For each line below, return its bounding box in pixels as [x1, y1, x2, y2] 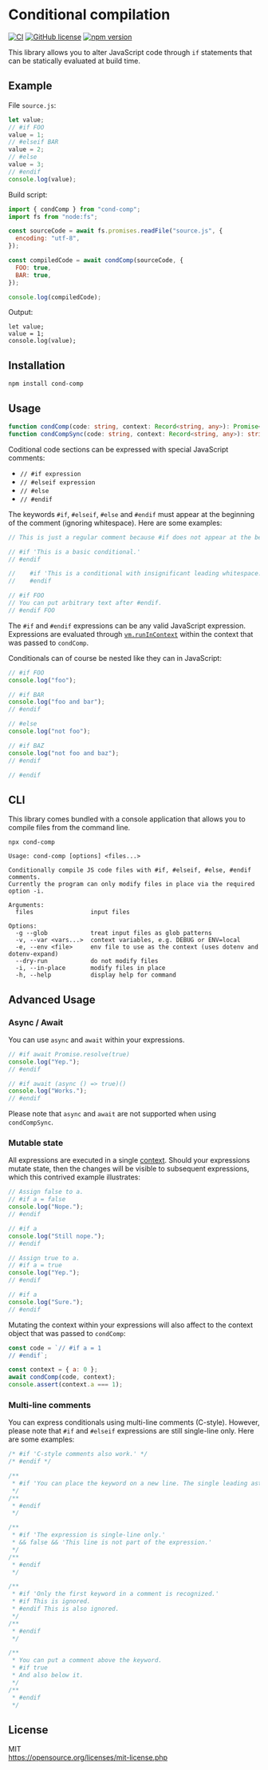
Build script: [8, 189, 48, 199]
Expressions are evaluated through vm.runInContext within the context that [8, 629, 254, 638]
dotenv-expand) [8, 950, 59, 958]
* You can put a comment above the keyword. [11, 1657, 162, 1665]
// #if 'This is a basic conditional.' [8, 547, 141, 556]
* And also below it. [11, 1672, 84, 1680]
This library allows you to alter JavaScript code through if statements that [8, 47, 253, 57]
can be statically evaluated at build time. [8, 56, 141, 66]
